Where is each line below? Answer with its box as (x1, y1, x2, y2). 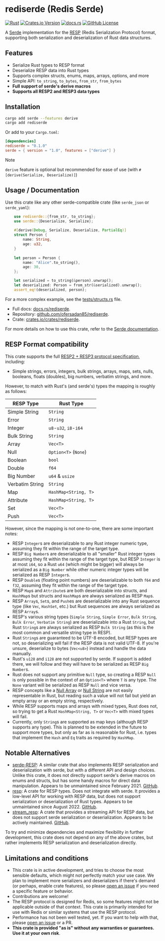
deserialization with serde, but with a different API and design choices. (12, 767, 156, 773)
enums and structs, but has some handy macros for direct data (12, 777, 140, 784)
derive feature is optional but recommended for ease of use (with (5, 167, 138, 172)
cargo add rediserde (5, 120, 48, 126)
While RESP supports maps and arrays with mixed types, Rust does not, (12, 703, 158, 709)
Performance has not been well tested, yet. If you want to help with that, (12, 914, 159, 920)
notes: (5, 530, 18, 537)
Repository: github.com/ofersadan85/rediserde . (12, 311, 109, 317)
